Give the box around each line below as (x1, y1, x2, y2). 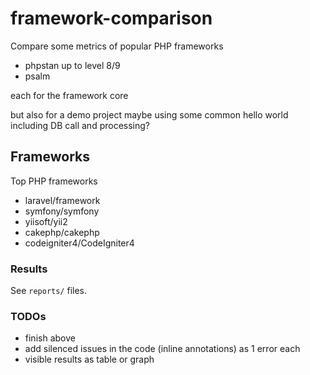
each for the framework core (10, 89, 129, 101)
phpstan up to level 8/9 (24, 59, 121, 71)
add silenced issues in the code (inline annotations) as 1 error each (24, 343, 301, 355)
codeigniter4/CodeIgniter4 (24, 237, 135, 249)
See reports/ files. (10, 285, 88, 297)
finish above (24, 332, 76, 344)
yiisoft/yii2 (24, 215, 68, 227)
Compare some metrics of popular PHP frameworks (10, 40, 224, 52)
